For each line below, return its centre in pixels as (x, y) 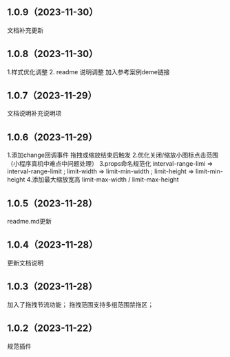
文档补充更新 (25, 30)
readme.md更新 (30, 221)
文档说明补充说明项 (34, 113)
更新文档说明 (25, 263)
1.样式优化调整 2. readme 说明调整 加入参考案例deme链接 (88, 72)
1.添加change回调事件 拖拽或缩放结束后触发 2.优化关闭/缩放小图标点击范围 (113, 155)
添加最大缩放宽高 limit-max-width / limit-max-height (105, 180)
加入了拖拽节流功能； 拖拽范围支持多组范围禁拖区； (80, 304)
